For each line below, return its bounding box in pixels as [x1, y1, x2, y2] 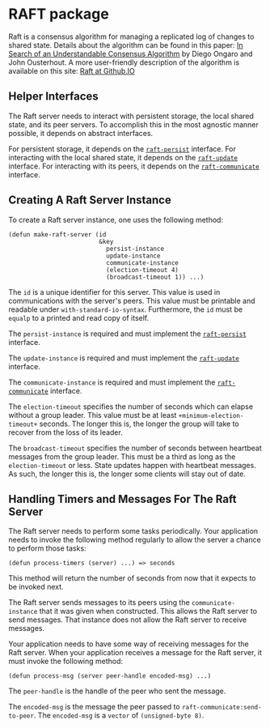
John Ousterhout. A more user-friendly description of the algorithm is [8, 57, 240, 67]
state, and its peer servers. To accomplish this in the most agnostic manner [8, 119, 259, 130]
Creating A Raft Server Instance [8, 194, 171, 207]
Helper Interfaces [8, 90, 99, 104]
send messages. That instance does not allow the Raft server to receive [8, 615, 247, 624]
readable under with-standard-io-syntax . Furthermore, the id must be [8, 304, 243, 314]
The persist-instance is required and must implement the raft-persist [8, 329, 247, 338]
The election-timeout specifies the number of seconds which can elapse [8, 402, 253, 411]
